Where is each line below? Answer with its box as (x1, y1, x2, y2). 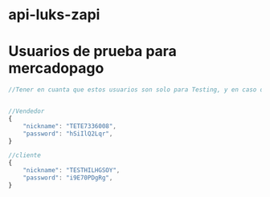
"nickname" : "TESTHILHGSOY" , (22, 167, 121, 175)
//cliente (8, 151, 42, 159)
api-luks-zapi (8, 6, 100, 24)
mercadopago (8, 59, 104, 78)
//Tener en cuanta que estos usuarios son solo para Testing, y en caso (8, 86, 257, 94)
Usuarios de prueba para (8, 42, 177, 61)
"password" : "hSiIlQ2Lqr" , (22, 130, 113, 138)
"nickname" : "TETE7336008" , (22, 122, 117, 130)
